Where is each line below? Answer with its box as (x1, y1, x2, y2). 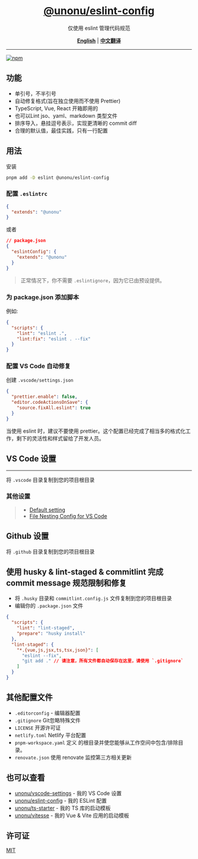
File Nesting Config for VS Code (29, 512, 107, 519)
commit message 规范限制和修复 (6, 578, 127, 588)
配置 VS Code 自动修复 (6, 362, 71, 371)
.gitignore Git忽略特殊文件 (14, 716, 81, 723)
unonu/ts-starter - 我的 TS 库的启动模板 (14, 804, 111, 812)
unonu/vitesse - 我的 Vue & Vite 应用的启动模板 (14, 812, 130, 819)
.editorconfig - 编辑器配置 (14, 709, 81, 716)
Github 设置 (6, 531, 49, 541)
